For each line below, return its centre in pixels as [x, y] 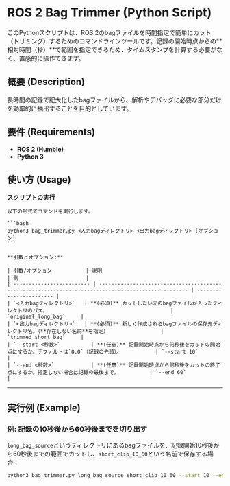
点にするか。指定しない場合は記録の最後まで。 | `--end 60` [97, 373]
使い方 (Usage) [39, 180]
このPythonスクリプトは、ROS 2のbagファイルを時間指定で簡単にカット [109, 32]
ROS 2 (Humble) [40, 149]
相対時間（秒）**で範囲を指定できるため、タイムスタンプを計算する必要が [112, 49]
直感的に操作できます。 [52, 58]
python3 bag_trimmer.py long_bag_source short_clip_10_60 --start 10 [108, 476]
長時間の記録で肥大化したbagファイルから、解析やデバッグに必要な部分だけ [115, 100]
